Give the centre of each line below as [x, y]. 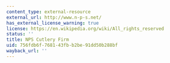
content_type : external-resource [49, 12]
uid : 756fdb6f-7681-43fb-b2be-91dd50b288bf [62, 46]
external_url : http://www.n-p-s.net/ [54, 17]
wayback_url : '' [27, 51]
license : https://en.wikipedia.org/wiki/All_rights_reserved [85, 28]
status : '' [20, 34]
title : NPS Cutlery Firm [38, 40]
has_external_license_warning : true [53, 23]
